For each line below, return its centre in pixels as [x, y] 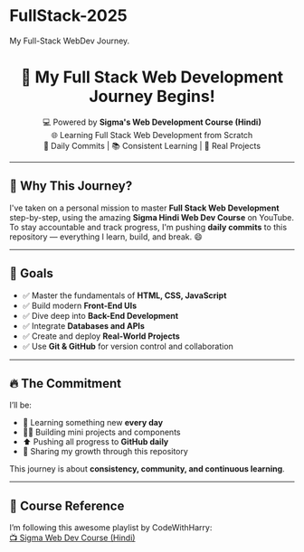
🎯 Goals [32, 273]
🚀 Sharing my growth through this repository [105, 452]
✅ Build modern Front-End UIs [80, 305]
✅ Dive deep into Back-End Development [100, 315]
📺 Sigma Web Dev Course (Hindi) [72, 538]
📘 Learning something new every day [93, 423]
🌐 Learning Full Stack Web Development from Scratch [152, 135]
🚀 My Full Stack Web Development [152, 77]
